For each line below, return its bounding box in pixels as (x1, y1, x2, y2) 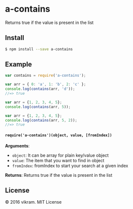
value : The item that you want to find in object (12, 157, 105, 163)
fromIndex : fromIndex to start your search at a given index (12, 163, 128, 168)
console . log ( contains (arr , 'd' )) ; (5, 86, 76, 91)
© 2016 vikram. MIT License (5, 199, 62, 205)
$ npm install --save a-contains (5, 46, 73, 52)
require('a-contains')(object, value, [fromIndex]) (5, 133, 112, 138)
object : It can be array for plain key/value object (12, 152, 109, 158)
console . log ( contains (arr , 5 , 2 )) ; (5, 118, 77, 123)
